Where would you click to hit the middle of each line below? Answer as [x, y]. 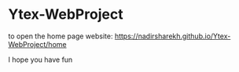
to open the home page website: [61, 36]
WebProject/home [37, 44]
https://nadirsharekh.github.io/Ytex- [173, 36]
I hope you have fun [40, 59]
